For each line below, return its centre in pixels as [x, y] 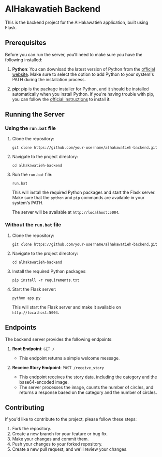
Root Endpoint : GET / [33, 349]
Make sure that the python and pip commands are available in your [78, 198]
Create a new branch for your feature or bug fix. [60, 434]
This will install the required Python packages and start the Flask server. [84, 192]
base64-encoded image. [44, 382]
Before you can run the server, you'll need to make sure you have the [74, 54]
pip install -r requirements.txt [46, 280]
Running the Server [35, 114]
